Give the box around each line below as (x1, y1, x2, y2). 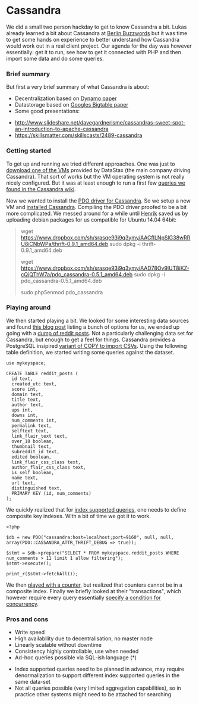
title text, (11, 397, 42, 403)
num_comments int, (11, 418, 58, 423)
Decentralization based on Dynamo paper (14, 95, 117, 102)
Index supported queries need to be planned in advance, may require (14, 665, 185, 673)
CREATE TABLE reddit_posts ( (6, 370, 78, 376)
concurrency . (6, 600, 39, 608)
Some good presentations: (14, 108, 80, 115)
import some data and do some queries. (6, 55, 104, 62)
